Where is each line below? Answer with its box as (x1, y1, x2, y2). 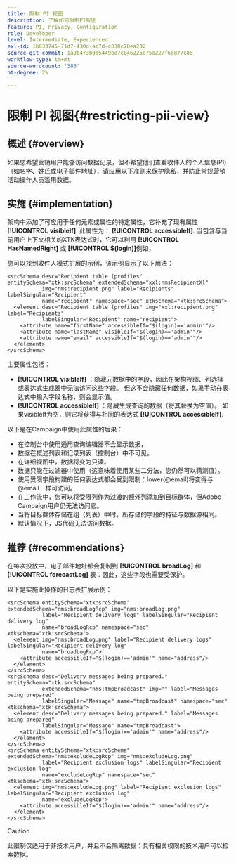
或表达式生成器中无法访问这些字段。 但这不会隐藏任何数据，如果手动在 (17, 384, 223, 392)
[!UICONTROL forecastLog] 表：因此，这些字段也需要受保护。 (7, 571, 189, 579)
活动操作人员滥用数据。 (7, 175, 75, 183)
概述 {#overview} (7, 138, 84, 150)
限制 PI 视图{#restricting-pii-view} (7, 108, 211, 124)
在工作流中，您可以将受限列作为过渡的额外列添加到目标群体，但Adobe (17, 493, 222, 501)
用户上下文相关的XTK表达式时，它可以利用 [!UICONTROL (13, 235, 179, 244)
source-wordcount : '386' (7, 63, 80, 70)
